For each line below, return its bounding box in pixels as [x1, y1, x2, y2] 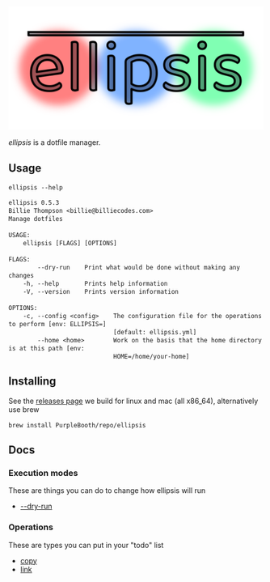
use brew [8, 404, 40, 414]
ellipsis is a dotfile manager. [8, 138, 101, 147]
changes [8, 271, 35, 279]
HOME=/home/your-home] [112, 352, 190, 360]
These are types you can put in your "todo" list [8, 540, 164, 550]
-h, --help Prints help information [23, 279, 168, 287]
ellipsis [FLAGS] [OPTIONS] [23, 239, 117, 247]
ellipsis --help [8, 183, 63, 192]
